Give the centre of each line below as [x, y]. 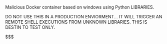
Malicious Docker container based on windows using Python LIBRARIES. [80, 7]
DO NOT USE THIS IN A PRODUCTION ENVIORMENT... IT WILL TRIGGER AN [84, 17]
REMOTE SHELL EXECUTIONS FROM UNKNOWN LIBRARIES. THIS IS [76, 22]
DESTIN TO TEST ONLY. [30, 27]
